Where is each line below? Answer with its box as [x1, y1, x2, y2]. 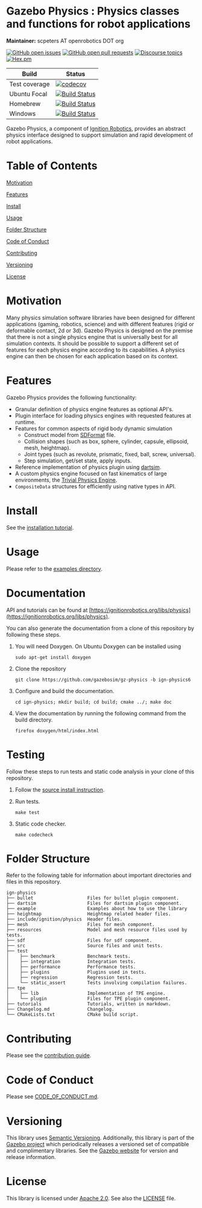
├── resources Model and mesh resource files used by [6, 927, 188, 933]
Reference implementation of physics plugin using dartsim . [14, 463, 162, 470]
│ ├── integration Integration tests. [6, 959, 136, 965]
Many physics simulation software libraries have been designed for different [6, 313, 195, 321]
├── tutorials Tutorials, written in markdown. [6, 1001, 171, 1007]
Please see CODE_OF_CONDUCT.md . [6, 1093, 99, 1100]
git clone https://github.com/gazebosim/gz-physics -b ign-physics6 [14, 677, 191, 683]
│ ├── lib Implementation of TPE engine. [6, 991, 166, 997]
